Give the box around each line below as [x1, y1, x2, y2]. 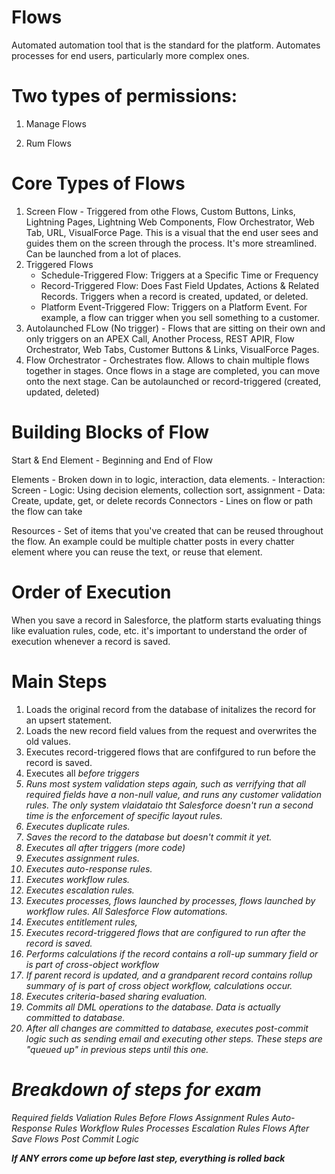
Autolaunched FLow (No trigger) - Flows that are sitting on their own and [25, 322, 326, 334]
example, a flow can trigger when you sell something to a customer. [40, 311, 321, 323]
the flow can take [11, 505, 83, 517]
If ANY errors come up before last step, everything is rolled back [11, 1152, 286, 1164]
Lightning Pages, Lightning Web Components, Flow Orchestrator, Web [25, 216, 315, 228]
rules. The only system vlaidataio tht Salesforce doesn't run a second [25, 799, 314, 811]
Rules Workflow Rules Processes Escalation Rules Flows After [54, 1122, 310, 1134]
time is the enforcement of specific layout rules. [25, 809, 223, 821]
